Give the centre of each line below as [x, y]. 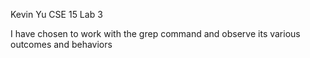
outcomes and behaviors [61, 44]
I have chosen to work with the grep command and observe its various [155, 33]
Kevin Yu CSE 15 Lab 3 [56, 14]
